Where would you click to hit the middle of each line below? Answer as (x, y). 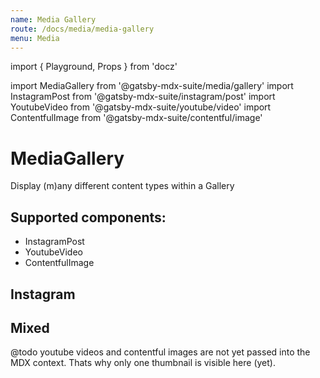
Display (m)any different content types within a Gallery (122, 186)
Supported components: (88, 217)
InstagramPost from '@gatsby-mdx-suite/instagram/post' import (143, 97)
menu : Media (35, 38)
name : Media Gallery (53, 19)
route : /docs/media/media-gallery (82, 29)
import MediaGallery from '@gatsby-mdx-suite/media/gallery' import (152, 86)
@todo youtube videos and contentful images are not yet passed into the (160, 352)
